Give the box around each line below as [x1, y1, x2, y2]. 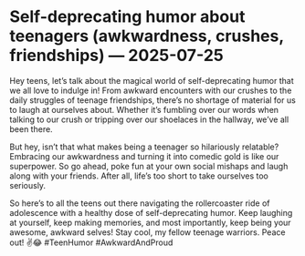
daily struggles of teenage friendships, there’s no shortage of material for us [9, 94, 297, 106]
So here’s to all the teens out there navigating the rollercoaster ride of [9, 198, 270, 209]
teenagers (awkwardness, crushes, [9, 26, 285, 46]
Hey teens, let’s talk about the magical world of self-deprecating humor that [9, 75, 294, 86]
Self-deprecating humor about [9, 6, 246, 27]
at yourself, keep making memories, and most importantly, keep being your [9, 217, 291, 228]
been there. [9, 123, 53, 134]
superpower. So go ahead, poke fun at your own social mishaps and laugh [9, 160, 289, 171]
